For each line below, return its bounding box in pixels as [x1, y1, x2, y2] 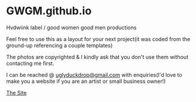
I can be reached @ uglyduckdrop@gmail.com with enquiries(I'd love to [6, 71, 182, 78]
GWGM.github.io [6, 4, 92, 18]
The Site [6, 89, 27, 96]
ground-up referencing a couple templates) [6, 42, 113, 49]
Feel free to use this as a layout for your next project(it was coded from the [6, 35, 191, 42]
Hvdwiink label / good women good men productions [6, 24, 137, 31]
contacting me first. [6, 60, 55, 67]
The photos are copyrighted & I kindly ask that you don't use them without [6, 53, 189, 60]
